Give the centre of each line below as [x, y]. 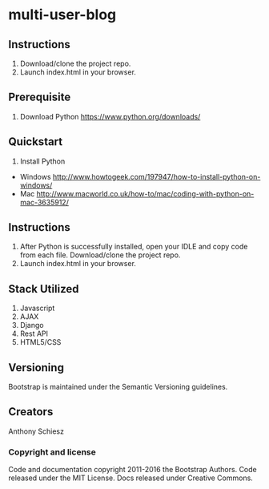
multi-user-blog [62, 15]
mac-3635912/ [44, 202]
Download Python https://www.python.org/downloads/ [110, 116]
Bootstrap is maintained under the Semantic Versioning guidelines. [118, 387]
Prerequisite [40, 97]
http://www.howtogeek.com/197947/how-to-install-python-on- [157, 176]
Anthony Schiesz [36, 431]
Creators [31, 412]
